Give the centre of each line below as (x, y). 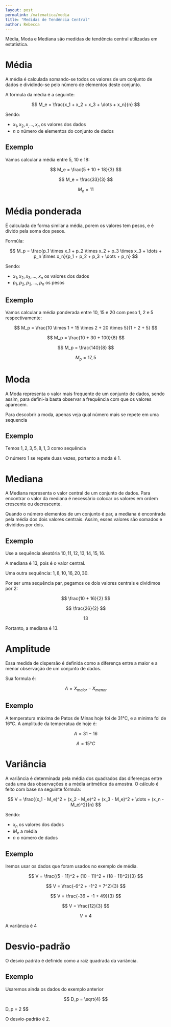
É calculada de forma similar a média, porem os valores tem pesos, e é (80, 225)
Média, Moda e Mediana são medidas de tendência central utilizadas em (81, 39)
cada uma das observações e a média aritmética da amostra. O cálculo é (82, 784)
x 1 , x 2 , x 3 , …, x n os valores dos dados (51, 276)
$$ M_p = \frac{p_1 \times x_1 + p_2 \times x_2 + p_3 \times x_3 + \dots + (86, 251)
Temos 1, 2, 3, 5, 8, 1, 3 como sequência (46, 448)
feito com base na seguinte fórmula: (43, 789)
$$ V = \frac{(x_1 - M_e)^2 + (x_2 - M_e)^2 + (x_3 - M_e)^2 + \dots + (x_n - (86, 799)
